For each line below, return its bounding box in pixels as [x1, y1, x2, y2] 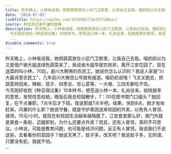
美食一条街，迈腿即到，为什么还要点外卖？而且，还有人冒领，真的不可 [9, 119, 157, 125]
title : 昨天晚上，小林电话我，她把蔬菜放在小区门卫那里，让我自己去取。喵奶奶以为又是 [5, 7, 165, 13]
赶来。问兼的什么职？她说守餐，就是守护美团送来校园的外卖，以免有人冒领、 [5, 106, 166, 112]
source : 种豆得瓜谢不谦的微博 [5, 21, 62, 27]
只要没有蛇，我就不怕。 [5, 138, 54, 144]
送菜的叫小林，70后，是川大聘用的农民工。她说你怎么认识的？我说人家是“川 [5, 68, 164, 74]
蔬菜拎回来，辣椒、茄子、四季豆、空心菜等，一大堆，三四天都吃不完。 [5, 81, 153, 87]
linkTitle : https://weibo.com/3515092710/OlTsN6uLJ [5, 17, 117, 22]
